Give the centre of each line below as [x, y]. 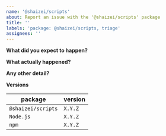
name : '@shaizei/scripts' [38, 12]
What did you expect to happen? [47, 50]
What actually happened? [39, 62]
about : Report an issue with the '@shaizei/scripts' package [83, 17]
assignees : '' [24, 34]
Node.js [20, 117]
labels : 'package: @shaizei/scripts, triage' [63, 28]
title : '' [18, 22]
